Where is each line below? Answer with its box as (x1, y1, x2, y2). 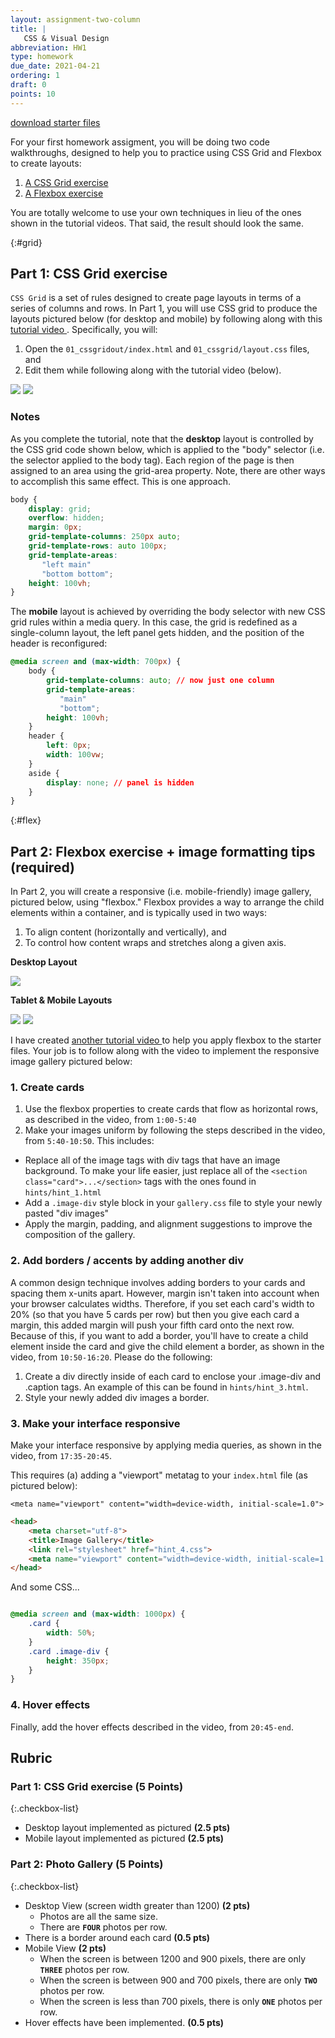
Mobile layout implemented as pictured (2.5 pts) (24, 1832, 225, 1845)
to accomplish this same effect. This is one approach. (10, 475, 231, 487)
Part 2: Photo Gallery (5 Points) (10, 1857, 164, 1871)
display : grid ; (28, 504, 92, 514)
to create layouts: (10, 157, 82, 169)
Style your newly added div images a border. (24, 1391, 210, 1403)
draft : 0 (10, 80, 47, 90)
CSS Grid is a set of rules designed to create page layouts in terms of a (10, 292, 302, 304)
